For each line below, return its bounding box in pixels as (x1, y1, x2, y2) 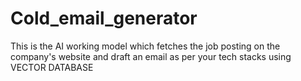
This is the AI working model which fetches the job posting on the (10, 40, 281, 52)
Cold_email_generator (10, 7, 198, 30)
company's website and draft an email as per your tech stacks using (10, 50, 292, 62)
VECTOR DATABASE (10, 61, 94, 73)
